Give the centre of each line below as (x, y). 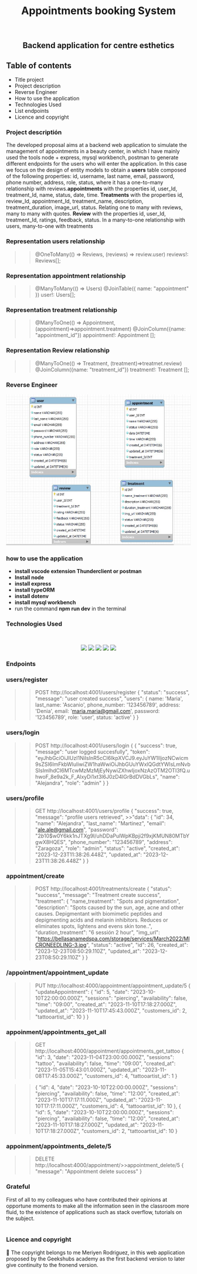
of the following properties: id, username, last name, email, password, (90, 176)
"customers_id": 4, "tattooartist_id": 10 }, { (130, 1106)
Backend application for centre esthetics (98, 46)
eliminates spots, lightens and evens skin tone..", (94, 926)
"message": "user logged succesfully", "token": (92, 752)
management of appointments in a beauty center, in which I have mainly (93, 152)
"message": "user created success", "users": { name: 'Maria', (109, 699)
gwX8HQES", (51, 842)
